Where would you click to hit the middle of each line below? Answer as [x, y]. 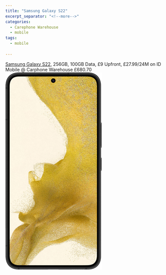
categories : [18, 22]
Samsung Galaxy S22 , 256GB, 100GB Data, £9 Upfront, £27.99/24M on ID [83, 64]
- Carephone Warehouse [34, 27]
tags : [11, 38]
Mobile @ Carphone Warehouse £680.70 [49, 69]
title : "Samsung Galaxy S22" [36, 11]
